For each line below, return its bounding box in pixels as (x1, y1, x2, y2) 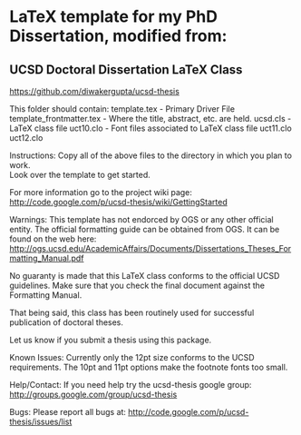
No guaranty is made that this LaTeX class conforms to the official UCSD (9, 271, 280, 281)
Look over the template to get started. (9, 170, 151, 180)
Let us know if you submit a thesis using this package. (9, 334, 212, 345)
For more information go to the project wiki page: (9, 187, 193, 197)
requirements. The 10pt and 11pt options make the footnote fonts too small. (9, 361, 288, 372)
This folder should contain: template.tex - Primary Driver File (9, 104, 236, 114)
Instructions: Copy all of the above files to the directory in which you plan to (9, 150, 293, 161)
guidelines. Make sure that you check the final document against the (9, 280, 266, 291)
